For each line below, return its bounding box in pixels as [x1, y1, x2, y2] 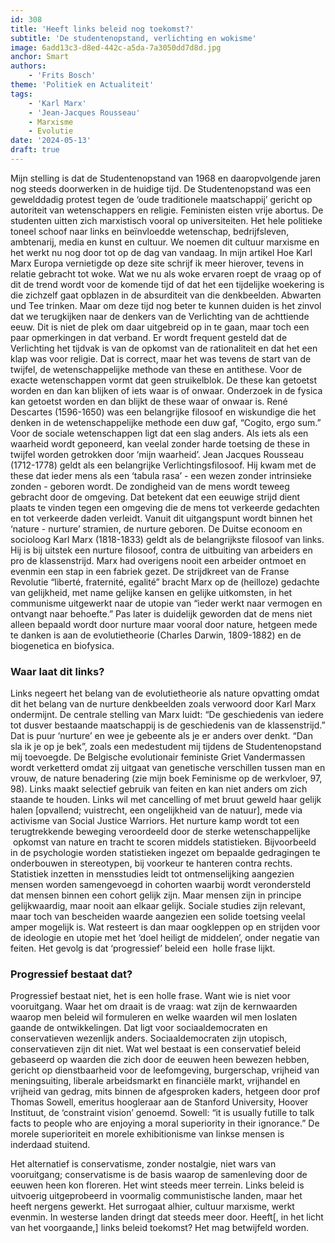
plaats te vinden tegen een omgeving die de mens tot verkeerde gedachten [10, 501, 320, 513]
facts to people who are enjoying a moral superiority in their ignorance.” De [10, 1117, 320, 1130]
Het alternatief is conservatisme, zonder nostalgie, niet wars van [10, 1158, 277, 1170]
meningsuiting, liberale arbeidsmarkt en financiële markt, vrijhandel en [10, 1075, 301, 1087]
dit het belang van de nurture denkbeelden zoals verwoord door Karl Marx [10, 698, 317, 710]
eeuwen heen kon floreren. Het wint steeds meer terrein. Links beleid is [10, 1179, 305, 1191]
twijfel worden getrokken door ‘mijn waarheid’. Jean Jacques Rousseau [10, 448, 305, 460]
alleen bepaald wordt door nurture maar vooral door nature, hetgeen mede [10, 618, 318, 630]
